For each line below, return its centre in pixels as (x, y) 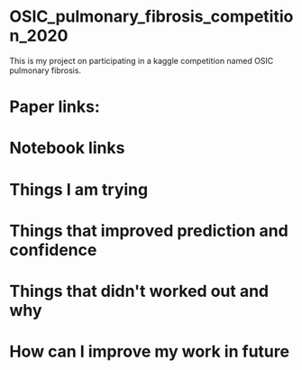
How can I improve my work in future (150, 351)
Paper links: (55, 107)
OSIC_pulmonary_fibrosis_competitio (151, 17)
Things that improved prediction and (149, 231)
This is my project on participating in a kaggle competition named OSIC (142, 60)
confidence (53, 250)
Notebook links (67, 148)
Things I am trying (79, 189)
